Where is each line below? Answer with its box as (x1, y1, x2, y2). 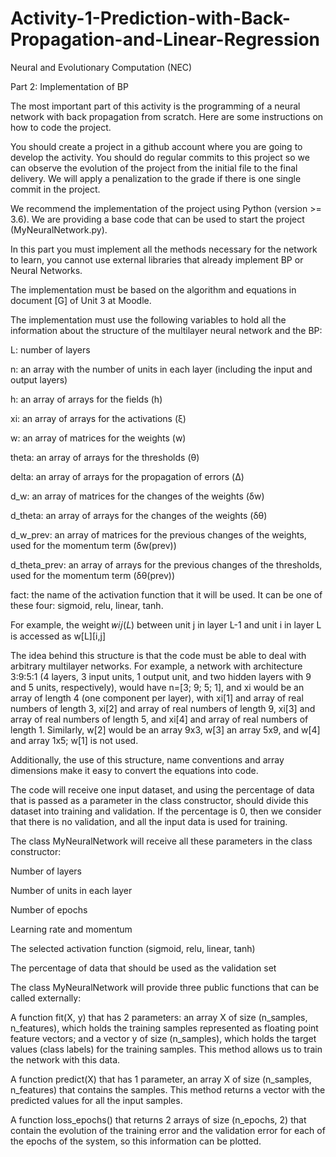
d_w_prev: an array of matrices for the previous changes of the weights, (10, 528, 307, 541)
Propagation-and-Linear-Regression (10, 28, 321, 51)
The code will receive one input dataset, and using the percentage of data (10, 783, 315, 796)
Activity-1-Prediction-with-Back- (10, 7, 291, 30)
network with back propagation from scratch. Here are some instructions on (10, 110, 324, 122)
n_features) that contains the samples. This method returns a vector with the (10, 1083, 326, 1096)
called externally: (10, 992, 82, 1004)
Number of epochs (10, 903, 88, 916)
